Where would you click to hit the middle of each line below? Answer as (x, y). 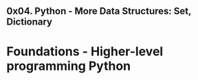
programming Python (69, 66)
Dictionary (30, 22)
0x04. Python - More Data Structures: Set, (99, 11)
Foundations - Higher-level (85, 51)
